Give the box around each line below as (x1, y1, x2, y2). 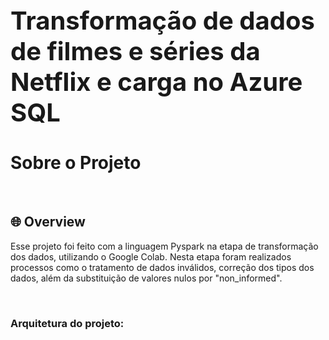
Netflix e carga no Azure (10, 66, 303, 98)
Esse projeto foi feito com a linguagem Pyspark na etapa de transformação (10, 240, 319, 252)
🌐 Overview (10, 214, 86, 231)
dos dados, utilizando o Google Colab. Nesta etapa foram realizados (10, 250, 292, 263)
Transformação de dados (10, 5, 315, 36)
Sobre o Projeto (10, 152, 142, 174)
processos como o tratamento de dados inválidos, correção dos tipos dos (10, 261, 315, 273)
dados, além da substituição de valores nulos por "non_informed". (10, 272, 283, 284)
